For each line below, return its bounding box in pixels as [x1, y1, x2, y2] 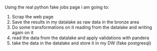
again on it [11, 30, 34, 35]
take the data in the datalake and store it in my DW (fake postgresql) [11, 40, 152, 46]
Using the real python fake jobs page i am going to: [4, 4, 109, 10]
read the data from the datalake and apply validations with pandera [11, 35, 150, 41]
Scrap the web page [11, 14, 54, 19]
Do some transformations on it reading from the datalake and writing [11, 24, 153, 30]
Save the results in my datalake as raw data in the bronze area [11, 19, 140, 25]
